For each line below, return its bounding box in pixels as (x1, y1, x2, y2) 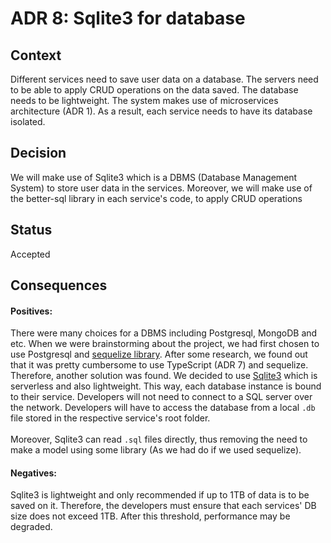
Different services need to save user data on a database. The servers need (10, 73, 319, 85)
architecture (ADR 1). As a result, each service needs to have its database (10, 105, 313, 117)
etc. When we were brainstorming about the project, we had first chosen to (10, 338, 320, 350)
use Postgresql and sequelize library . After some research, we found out (10, 348, 308, 361)
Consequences (10, 277, 108, 294)
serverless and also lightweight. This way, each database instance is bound (10, 380, 322, 392)
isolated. (10, 116, 46, 127)
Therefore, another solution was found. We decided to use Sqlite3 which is (10, 370, 318, 382)
